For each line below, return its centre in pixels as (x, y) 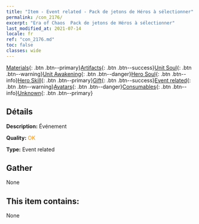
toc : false (20, 45)
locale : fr (20, 34)
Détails (19, 112)
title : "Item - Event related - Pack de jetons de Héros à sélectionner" (100, 12)
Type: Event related (30, 149)
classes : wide (24, 51)
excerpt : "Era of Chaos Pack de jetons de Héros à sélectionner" (91, 23)
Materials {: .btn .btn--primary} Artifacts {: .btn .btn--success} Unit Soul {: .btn (99, 67)
